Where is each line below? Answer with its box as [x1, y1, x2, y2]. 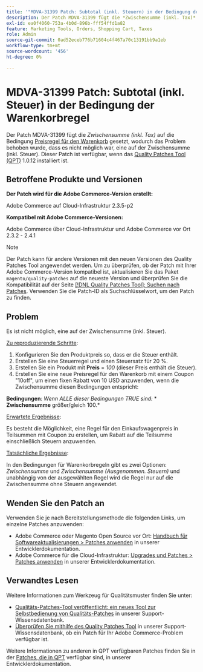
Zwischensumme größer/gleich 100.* [6, 401, 100, 409]
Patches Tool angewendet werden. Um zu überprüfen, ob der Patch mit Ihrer [6, 262, 197, 269]
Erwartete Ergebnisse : [6, 413, 62, 421]
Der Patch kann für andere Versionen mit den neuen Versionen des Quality [6, 255, 192, 263]
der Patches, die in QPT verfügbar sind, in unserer [6, 653, 132, 660]
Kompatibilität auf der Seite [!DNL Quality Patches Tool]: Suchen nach [6, 281, 180, 288]
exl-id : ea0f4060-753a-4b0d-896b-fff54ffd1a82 [6, 20, 126, 26]
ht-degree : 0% [6, 54, 42, 60]
